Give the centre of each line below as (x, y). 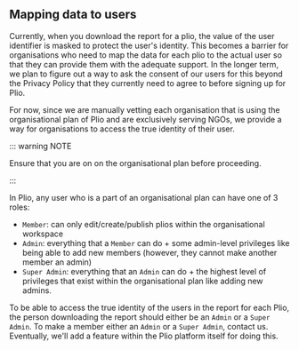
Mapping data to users (73, 15)
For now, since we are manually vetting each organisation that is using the (145, 109)
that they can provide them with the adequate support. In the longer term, (144, 64)
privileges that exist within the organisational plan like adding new (143, 281)
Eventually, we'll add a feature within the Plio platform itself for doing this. (144, 336)
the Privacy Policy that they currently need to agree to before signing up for (148, 83)
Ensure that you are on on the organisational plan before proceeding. (135, 163)
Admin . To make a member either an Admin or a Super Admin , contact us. (139, 326)
